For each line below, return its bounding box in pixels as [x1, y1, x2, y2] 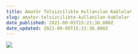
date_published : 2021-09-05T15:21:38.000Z [6, 20, 114, 26]
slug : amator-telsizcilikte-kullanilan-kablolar [6, 14, 130, 20]
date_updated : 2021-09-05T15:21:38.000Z [6, 25, 109, 31]
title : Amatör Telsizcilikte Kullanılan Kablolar [6, 8, 133, 15]
